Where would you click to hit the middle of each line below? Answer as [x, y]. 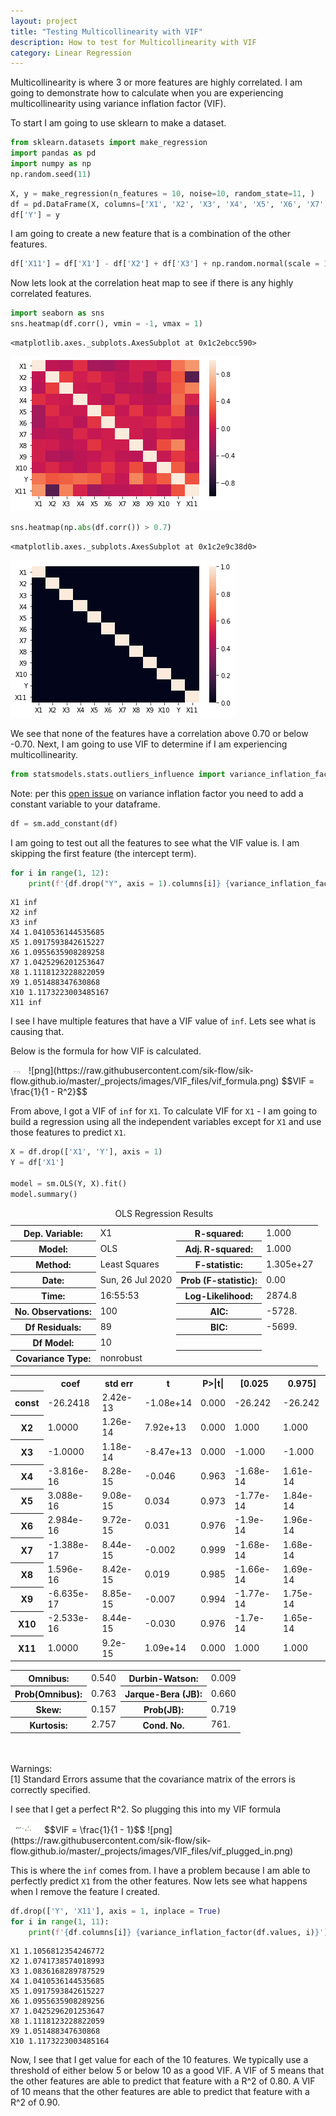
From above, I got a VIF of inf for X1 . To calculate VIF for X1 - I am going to [164, 1111]
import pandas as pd [53, 153]
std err [119, 1383]
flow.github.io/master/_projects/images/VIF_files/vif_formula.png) [145, 1081]
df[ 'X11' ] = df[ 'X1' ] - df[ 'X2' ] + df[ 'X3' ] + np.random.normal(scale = [165, 264]
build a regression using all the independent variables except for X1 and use [166, 1122]
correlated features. [51, 294]
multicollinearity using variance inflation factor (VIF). [118, 104]
